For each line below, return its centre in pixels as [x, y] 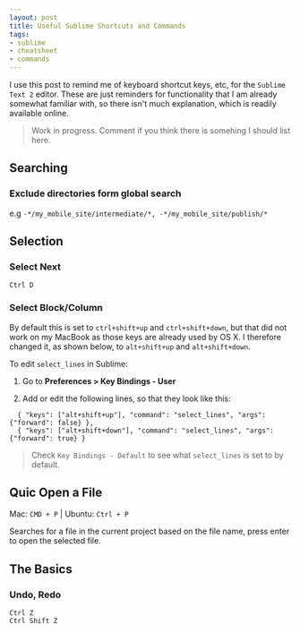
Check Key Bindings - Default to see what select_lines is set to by [157, 455]
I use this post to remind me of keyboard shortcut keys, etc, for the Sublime [148, 85]
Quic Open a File [56, 493]
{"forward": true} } [48, 438]
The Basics [41, 569]
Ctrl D [21, 286]
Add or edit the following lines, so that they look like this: [126, 398]
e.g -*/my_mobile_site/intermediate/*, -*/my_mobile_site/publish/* [139, 213]
